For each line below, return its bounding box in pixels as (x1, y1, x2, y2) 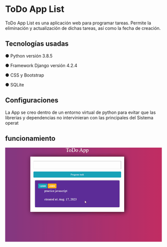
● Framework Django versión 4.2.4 (5, 62, 78, 68)
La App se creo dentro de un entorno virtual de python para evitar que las (5, 109, 156, 115)
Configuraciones (5, 96, 59, 105)
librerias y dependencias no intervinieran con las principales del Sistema (5, 114, 154, 120)
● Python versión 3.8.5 (5, 53, 53, 59)
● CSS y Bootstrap (5, 72, 44, 78)
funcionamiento (5, 134, 56, 143)
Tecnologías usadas (5, 40, 69, 48)
